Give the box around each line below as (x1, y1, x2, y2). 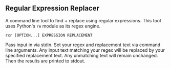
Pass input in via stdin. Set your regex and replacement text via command (5, 42, 161, 48)
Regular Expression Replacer (5, 4, 100, 13)
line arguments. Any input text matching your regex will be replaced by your (5, 47, 165, 53)
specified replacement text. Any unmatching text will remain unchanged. (5, 52, 158, 58)
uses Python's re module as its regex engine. (5, 23, 101, 29)
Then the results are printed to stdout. (5, 58, 86, 64)
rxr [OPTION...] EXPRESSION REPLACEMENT (5, 32, 93, 38)
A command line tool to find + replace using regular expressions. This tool (5, 17, 161, 23)
